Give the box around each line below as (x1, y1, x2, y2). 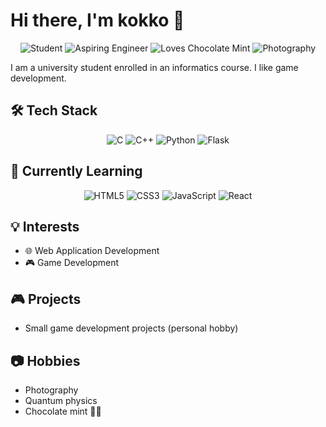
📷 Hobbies (10, 352, 81, 369)
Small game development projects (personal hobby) (24, 322, 239, 334)
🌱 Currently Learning (10, 163, 143, 180)
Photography (24, 384, 79, 396)
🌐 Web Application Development (24, 245, 160, 257)
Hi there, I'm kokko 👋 (10, 9, 185, 32)
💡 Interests (10, 218, 80, 235)
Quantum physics (24, 395, 98, 406)
